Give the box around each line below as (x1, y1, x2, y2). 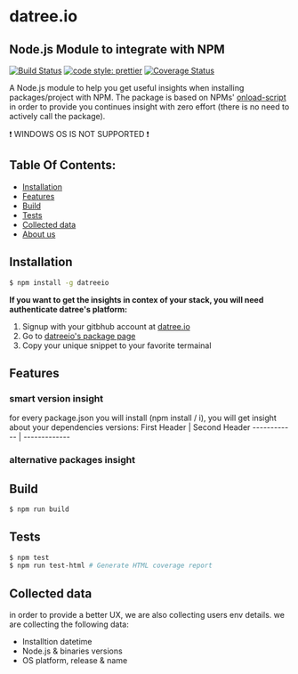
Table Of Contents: (9, 158, 117, 173)
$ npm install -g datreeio (9, 278, 109, 287)
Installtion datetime (21, 637, 93, 647)
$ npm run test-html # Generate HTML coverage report (9, 561, 213, 571)
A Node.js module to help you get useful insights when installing (9, 83, 245, 93)
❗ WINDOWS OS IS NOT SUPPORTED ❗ (9, 129, 149, 139)
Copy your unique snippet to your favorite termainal (21, 340, 212, 351)
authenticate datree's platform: (9, 304, 128, 314)
